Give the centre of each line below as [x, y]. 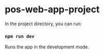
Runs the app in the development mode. [47, 47]
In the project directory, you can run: [43, 24]
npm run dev [20, 36]
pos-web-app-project [52, 10]
